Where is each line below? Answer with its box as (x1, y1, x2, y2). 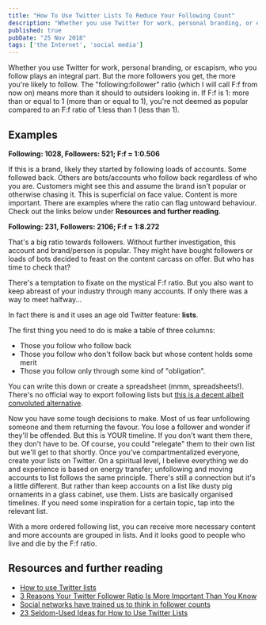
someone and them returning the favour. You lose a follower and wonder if (8, 422, 251, 431)
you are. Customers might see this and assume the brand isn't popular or (8, 181, 247, 190)
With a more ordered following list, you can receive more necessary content (8, 521, 256, 531)
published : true (8, 26, 62, 34)
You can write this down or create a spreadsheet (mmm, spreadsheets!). (8, 382, 244, 391)
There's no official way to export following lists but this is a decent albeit (8, 389, 244, 399)
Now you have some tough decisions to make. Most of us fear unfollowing (8, 413, 250, 423)
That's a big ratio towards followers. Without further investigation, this (8, 237, 236, 247)
